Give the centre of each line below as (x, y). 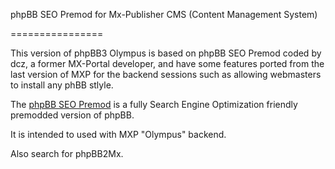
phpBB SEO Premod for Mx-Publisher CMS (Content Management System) (164, 14)
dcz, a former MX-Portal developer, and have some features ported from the (167, 63)
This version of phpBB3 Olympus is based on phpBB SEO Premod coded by (166, 53)
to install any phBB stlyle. (62, 85)
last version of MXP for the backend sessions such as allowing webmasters (166, 74)
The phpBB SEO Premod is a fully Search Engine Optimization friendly (154, 104)
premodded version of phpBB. (72, 115)
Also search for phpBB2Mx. (67, 153)
